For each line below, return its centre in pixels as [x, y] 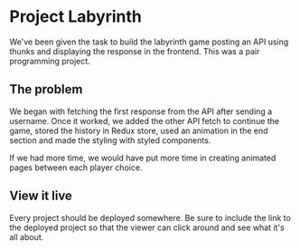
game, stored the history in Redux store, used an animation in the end [139, 130]
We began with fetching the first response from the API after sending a [141, 111]
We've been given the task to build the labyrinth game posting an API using [149, 42]
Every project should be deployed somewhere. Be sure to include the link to [150, 217]
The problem [46, 89]
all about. [27, 236]
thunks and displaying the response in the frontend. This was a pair [135, 51]
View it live [41, 196]
